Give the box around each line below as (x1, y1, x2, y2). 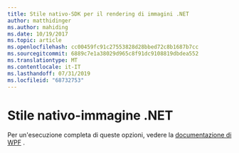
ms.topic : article (7, 37, 62, 44)
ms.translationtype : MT (7, 57, 78, 64)
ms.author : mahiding (7, 23, 69, 31)
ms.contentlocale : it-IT (7, 63, 81, 70)
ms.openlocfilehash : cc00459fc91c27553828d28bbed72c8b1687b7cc (7, 43, 199, 51)
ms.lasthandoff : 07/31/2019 (7, 70, 91, 77)
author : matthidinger (7, 17, 72, 24)
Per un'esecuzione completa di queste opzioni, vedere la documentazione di (7, 131, 232, 139)
